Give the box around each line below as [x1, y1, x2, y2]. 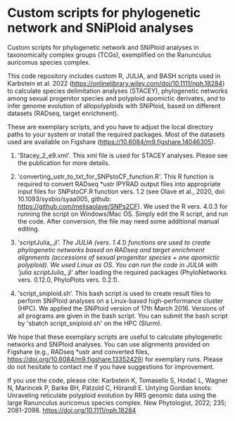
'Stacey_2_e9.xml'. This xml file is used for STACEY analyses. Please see [17, 151, 228, 160]
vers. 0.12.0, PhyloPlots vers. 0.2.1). [17, 276, 120, 284]
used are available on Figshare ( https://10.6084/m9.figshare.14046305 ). [7, 137, 216, 145]
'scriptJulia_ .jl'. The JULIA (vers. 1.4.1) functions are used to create [17, 238, 211, 247]
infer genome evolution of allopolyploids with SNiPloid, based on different [7, 101, 221, 110]
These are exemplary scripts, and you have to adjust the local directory [7, 122, 213, 131]
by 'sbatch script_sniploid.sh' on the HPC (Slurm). [17, 318, 163, 328]
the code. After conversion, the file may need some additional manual [17, 216, 220, 226]
